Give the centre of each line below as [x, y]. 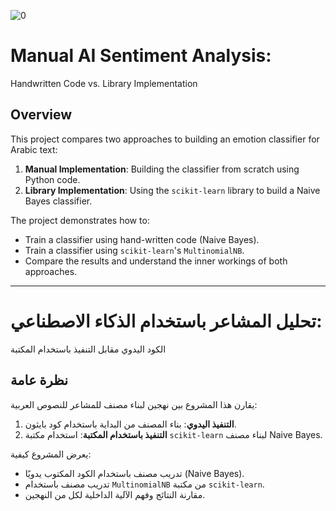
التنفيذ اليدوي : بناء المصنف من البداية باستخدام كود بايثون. [130, 424]
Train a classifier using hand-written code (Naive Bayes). [142, 239]
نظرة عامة [39, 380]
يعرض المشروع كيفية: [51, 454]
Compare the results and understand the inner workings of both [156, 261]
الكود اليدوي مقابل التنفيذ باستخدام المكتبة [88, 349]
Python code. [52, 179]
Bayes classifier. [58, 201]
